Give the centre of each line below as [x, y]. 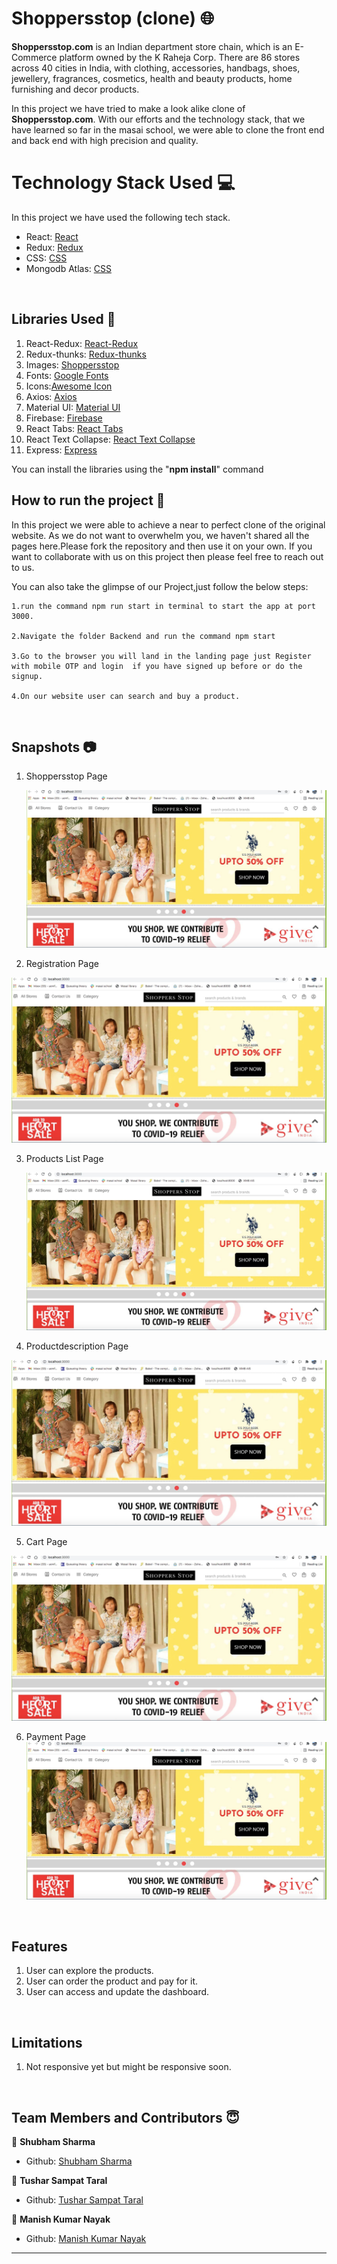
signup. [27, 676]
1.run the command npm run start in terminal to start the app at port [163, 606]
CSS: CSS [46, 258]
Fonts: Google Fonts [67, 375]
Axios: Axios [51, 396]
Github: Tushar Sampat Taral [84, 2200]
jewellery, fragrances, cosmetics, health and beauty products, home [152, 78]
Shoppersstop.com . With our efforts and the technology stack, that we [158, 119]
